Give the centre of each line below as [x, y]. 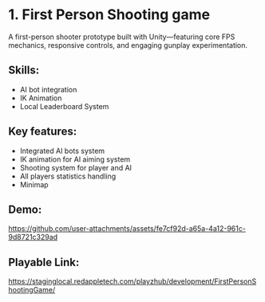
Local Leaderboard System [64, 106]
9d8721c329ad [33, 237]
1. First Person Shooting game [109, 15]
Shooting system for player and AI [76, 167]
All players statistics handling [68, 176]
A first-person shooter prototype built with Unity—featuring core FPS [122, 37]
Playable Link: [44, 262]
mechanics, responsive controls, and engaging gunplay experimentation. [128, 45]
